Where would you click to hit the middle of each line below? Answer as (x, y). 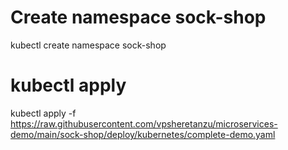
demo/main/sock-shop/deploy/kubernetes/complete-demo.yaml (143, 134)
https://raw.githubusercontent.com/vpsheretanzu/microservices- (144, 123)
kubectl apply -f (43, 113)
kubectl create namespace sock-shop (88, 45)
